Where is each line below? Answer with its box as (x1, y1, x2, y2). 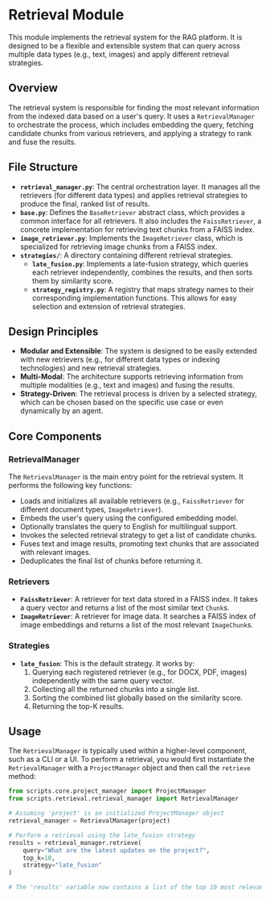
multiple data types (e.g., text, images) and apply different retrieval (8, 49, 229, 59)
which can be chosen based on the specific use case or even (19, 397, 223, 408)
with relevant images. (19, 548, 92, 557)
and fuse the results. (8, 137, 76, 147)
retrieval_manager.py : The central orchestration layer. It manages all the (19, 181, 260, 191)
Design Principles (8, 325, 99, 338)
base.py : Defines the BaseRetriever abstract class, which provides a (19, 207, 245, 217)
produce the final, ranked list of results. (19, 199, 150, 209)
